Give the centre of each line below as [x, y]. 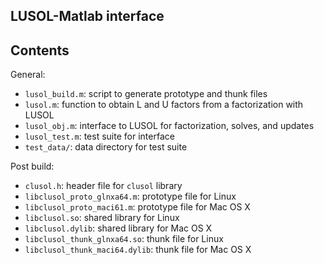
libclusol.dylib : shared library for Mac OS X [118, 228]
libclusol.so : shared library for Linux [102, 218]
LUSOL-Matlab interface [87, 16]
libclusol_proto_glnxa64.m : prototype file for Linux [130, 196]
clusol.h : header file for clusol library [103, 186]
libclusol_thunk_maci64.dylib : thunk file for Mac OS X [138, 250]
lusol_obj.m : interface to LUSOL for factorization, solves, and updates [169, 126]
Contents [40, 50]
